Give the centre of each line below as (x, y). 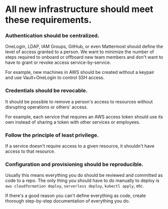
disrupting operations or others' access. (47, 107)
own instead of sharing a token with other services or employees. (73, 122)
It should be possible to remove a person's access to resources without (79, 101)
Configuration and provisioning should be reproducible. (74, 164)
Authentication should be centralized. (52, 36)
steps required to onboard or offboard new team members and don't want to (84, 57)
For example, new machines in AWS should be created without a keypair (80, 72)
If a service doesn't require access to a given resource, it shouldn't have (80, 146)
